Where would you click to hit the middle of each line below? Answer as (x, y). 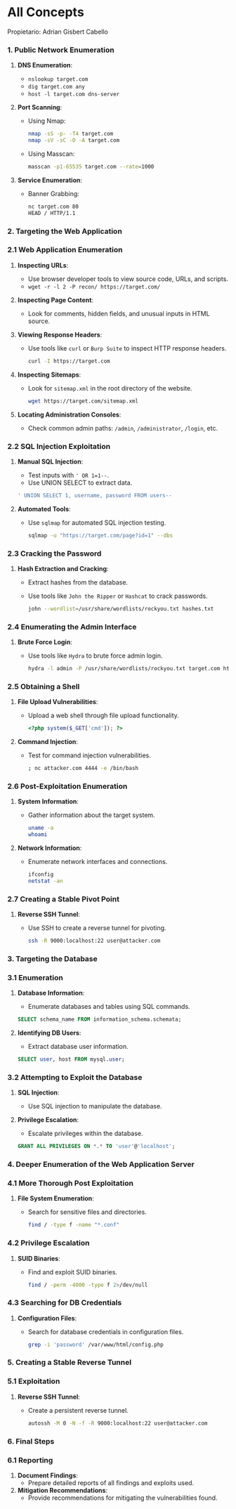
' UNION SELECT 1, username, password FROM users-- (94, 495)
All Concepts (46, 12)
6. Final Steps (31, 1441)
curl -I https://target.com (69, 361)
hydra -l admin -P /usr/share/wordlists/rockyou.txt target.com (124, 669)
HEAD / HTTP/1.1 (52, 213)
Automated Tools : (44, 509)
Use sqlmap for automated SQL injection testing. (97, 522)
